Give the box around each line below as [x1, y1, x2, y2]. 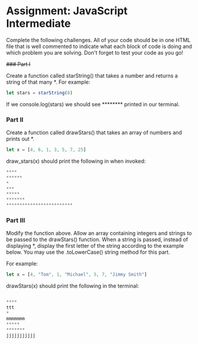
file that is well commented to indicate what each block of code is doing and [6, 43, 193, 50]
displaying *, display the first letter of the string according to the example [6, 242, 184, 250]
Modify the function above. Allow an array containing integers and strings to [6, 230, 192, 237]
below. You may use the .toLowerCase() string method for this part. [6, 248, 170, 256]
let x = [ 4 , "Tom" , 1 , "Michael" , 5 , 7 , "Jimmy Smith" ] [6, 272, 147, 277]
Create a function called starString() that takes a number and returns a [6, 72, 178, 79]
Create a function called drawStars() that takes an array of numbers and [6, 129, 183, 136]
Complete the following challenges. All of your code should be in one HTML [6, 36, 191, 43]
